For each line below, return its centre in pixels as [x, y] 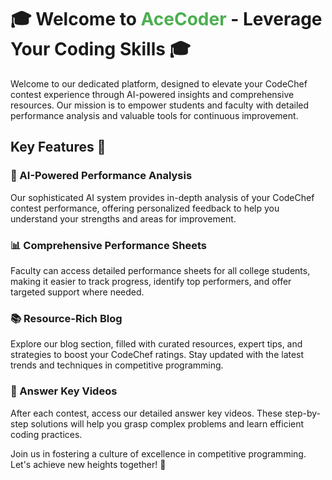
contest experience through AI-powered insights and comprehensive [152, 94]
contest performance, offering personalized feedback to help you [145, 208]
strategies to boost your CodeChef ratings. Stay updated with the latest [157, 355]
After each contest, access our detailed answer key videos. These [146, 413]
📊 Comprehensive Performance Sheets [108, 245]
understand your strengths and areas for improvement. [123, 218]
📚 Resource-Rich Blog [66, 318]
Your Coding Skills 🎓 [101, 49]
